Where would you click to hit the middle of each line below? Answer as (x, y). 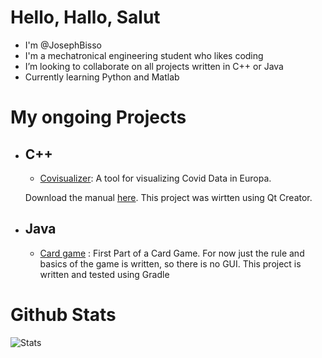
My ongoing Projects (98, 117)
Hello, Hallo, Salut (85, 17)
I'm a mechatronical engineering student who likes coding (144, 55)
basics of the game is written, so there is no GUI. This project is (170, 263)
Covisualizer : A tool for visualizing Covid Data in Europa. (155, 178)
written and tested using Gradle (104, 274)
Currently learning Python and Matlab (102, 77)
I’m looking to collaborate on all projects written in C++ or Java (154, 66)
